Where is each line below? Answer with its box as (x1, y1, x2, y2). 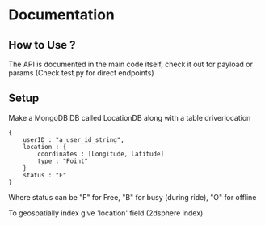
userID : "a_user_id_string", (23, 135, 125, 143)
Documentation (8, 6, 116, 24)
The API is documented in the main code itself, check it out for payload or (8, 59, 253, 69)
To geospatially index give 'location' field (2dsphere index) (8, 208, 204, 218)
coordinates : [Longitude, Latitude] (37, 150, 164, 158)
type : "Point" (37, 156, 89, 165)
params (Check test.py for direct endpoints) (8, 68, 155, 78)
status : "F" (23, 171, 67, 179)
